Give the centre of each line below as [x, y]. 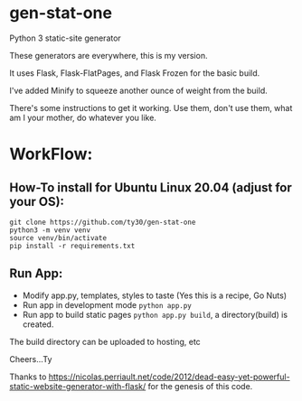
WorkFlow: [51, 154]
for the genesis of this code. [200, 386]
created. [38, 324]
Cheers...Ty [31, 359]
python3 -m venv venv [50, 230]
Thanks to [28, 377]
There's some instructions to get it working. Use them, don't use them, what [151, 107]
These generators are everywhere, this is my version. [109, 55]
